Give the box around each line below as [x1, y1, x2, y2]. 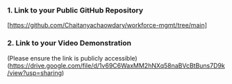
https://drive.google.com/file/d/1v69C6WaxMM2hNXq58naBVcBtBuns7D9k [9, 61, 226, 70]
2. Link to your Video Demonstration [7, 39, 132, 48]
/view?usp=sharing [7, 68, 63, 77]
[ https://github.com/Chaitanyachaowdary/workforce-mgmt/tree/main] [7, 21, 207, 30]
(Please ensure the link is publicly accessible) [7, 54, 138, 62]
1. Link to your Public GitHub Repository [7, 6, 144, 15]
